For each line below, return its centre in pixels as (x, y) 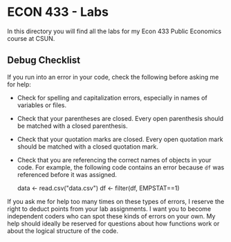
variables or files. (42, 105)
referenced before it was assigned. (67, 174)
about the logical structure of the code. (63, 231)
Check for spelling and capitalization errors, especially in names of (112, 97)
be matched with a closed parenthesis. (72, 126)
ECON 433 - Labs (58, 12)
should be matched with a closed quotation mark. (88, 147)
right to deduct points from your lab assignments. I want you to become (109, 209)
